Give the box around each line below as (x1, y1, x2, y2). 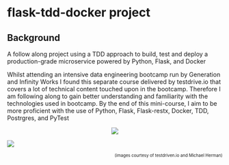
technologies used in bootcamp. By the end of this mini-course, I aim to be (7, 100, 217, 107)
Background (7, 32, 60, 44)
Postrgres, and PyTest (7, 114, 70, 122)
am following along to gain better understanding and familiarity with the (7, 92, 208, 100)
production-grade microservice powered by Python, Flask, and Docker (7, 57, 206, 65)
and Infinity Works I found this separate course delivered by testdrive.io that (7, 78, 221, 86)
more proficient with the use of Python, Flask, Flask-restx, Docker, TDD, (7, 107, 209, 115)
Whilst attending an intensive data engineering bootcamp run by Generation (7, 70, 221, 78)
